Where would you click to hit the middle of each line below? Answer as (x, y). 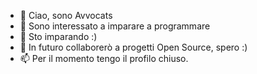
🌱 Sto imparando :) (58, 36)
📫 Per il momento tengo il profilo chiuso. (104, 58)
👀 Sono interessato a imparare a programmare (115, 26)
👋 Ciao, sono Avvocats (66, 15)
